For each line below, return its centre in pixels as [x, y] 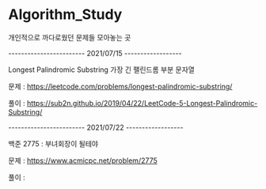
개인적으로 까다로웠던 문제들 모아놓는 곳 [70, 37]
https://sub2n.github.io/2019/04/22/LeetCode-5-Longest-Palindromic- [142, 103]
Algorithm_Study [65, 15]
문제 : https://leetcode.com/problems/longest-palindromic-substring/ [120, 86]
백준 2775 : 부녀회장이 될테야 [53, 143]
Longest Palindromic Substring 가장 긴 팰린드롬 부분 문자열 [102, 70]
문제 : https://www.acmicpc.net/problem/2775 [83, 161]
